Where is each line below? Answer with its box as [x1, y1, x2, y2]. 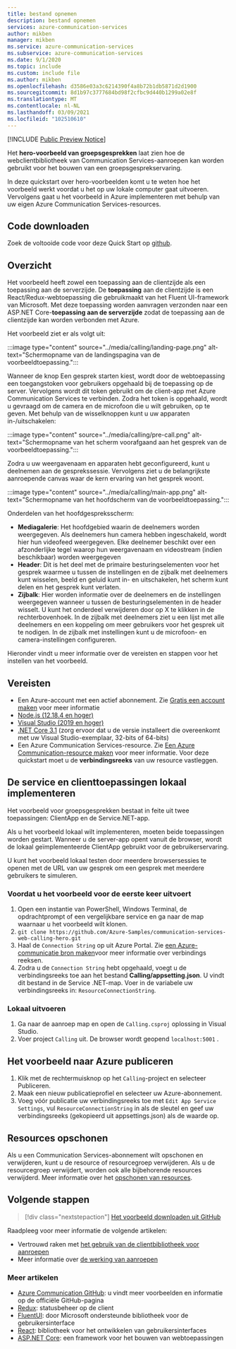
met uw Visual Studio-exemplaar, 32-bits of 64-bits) [17, 734, 169, 742]
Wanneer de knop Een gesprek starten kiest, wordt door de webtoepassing [7, 372, 225, 380]
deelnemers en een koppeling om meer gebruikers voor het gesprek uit [17, 620, 225, 629]
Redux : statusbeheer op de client [17, 1304, 114, 1312]
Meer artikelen [7, 1273, 58, 1283]
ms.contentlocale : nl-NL [7, 102, 80, 110]
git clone [17, 929, 47, 936]
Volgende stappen [7, 1194, 90, 1206]
